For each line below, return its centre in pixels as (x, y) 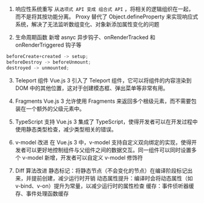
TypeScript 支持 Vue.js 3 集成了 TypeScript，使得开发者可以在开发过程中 (106, 122)
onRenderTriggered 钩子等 (48, 45)
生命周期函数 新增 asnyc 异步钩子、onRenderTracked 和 (85, 37)
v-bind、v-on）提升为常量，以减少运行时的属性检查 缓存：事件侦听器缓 (104, 186)
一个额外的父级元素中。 (55, 108)
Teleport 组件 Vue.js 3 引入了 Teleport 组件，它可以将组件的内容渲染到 (103, 80)
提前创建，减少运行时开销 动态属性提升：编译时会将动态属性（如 (112, 178)
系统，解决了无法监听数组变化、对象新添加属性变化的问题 (87, 24)
